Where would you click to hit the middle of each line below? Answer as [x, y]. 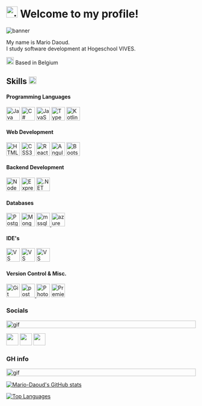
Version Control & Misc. [37, 273]
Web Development [30, 132]
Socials [17, 311]
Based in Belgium [36, 62]
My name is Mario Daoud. [38, 42]
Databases [20, 203]
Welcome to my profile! [79, 14]
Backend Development [35, 168]
